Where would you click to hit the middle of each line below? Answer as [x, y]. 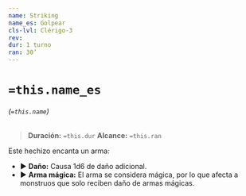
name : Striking [33, 15]
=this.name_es [55, 90]
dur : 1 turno [30, 45]
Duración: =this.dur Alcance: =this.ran [94, 136]
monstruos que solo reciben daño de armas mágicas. [107, 183]
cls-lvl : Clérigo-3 [41, 30]
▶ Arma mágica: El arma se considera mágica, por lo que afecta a [129, 175]
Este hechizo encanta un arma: [59, 151]
